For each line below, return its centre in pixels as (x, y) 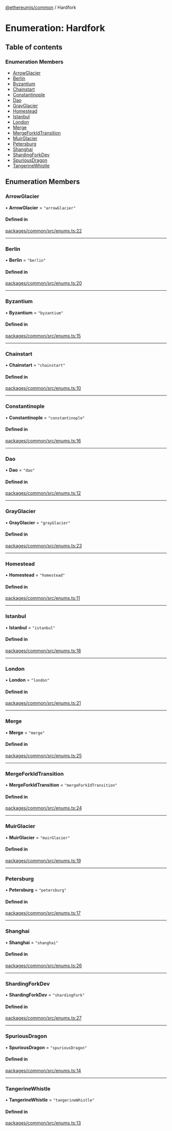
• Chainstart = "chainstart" (35, 365)
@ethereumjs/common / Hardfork (41, 7)
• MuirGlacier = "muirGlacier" (38, 837)
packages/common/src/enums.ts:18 (43, 651)
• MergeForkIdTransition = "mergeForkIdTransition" (61, 785)
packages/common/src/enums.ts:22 (44, 231)
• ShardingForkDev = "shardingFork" (45, 995)
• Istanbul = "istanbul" (30, 627)
